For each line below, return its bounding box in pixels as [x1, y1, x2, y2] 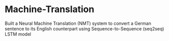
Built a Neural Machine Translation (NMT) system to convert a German [5, 20, 151, 26]
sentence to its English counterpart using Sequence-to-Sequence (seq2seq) [5, 25, 164, 31]
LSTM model [5, 31, 31, 37]
